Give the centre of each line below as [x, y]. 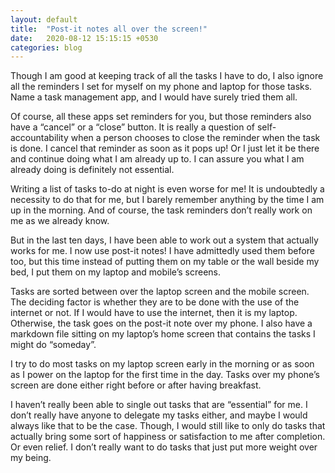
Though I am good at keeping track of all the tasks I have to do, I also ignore [167, 76]
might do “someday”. [53, 345]
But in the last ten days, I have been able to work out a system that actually [164, 240]
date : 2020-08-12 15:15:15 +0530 [84, 38]
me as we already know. [60, 221]
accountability [39, 138]
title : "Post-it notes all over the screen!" [109, 29]
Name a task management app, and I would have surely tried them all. [154, 97]
